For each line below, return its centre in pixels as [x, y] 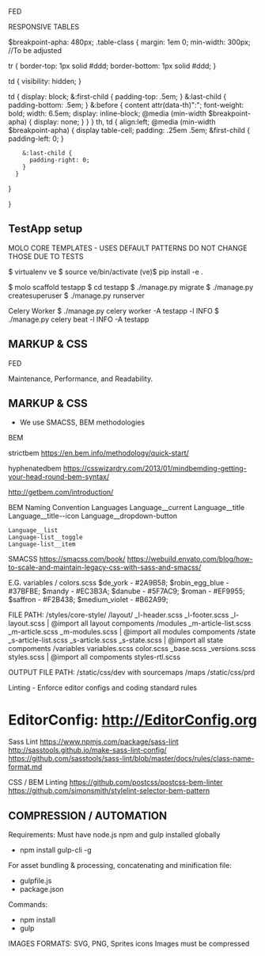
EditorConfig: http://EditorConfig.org [132, 720]
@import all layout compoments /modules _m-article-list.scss [151, 623]
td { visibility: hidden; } [45, 81]
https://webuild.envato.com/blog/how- [190, 559]
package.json [42, 889]
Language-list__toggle [45, 538]
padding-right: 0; [59, 160]
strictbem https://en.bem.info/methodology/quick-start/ [99, 453]
